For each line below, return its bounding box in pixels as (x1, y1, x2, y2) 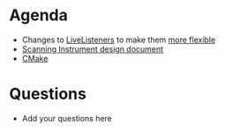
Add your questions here (21, 113, 113, 123)
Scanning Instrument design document (21, 43, 164, 54)
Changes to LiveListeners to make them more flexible (21, 34, 216, 45)
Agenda (9, 5, 68, 26)
